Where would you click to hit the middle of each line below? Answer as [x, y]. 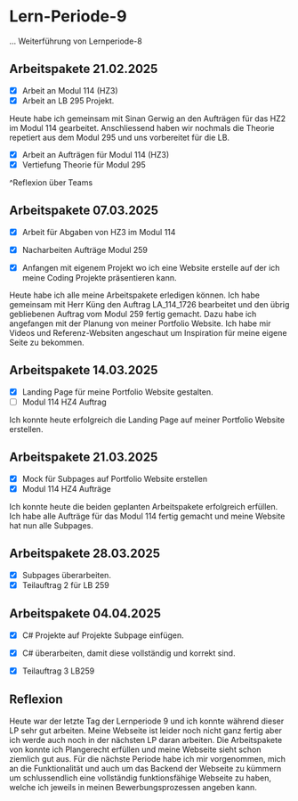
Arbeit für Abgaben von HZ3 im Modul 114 [99, 232]
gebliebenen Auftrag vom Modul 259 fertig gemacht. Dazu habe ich [133, 314]
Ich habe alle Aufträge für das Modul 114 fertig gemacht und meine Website [147, 516]
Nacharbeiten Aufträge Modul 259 [85, 249]
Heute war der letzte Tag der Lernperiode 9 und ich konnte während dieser [147, 721]
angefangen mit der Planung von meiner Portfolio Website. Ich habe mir [140, 323]
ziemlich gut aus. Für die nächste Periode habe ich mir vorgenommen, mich [148, 758]
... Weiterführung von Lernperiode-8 [76, 41]
